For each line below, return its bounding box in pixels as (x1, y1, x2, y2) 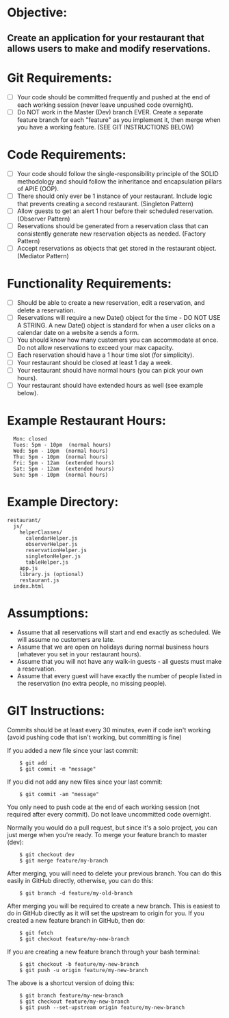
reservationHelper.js (25, 547, 87, 554)
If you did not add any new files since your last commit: (7, 778, 163, 786)
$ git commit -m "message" (19, 766, 96, 773)
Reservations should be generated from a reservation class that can (16, 221, 208, 230)
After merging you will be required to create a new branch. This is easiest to (7, 902, 221, 910)
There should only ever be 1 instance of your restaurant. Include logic (16, 192, 213, 200)
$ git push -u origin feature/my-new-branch (19, 967, 148, 974)
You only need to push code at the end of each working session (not (7, 803, 200, 811)
